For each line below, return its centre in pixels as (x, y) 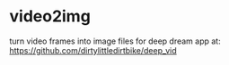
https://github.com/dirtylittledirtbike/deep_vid (93, 50)
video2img (50, 16)
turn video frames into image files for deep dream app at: (115, 41)
